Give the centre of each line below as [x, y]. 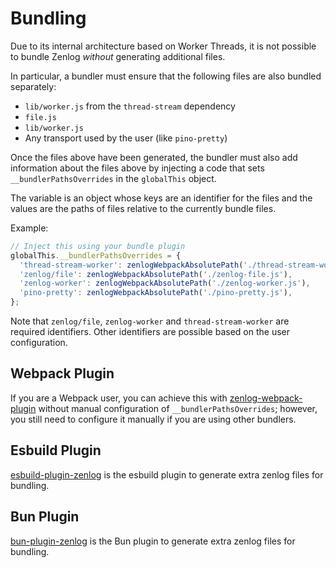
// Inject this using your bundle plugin [98, 246]
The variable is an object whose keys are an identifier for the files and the [161, 198]
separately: [33, 86]
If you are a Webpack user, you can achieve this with [119, 398]
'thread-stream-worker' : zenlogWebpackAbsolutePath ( [131, 265]
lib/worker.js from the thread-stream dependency [130, 106]
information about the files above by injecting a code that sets [137, 168]
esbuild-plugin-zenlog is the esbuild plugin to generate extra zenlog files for [167, 474]
